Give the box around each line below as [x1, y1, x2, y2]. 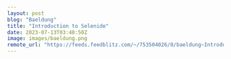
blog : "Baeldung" [7, 16, 57, 23]
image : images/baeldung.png [7, 35, 88, 42]
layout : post [7, 9, 45, 17]
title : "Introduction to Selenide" [7, 22, 109, 29]
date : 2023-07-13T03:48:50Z [7, 28, 88, 36]
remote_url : [7, 41, 41, 48]
